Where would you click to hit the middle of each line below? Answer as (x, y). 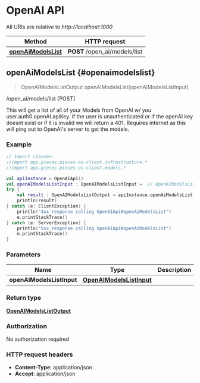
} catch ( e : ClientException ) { (46, 206)
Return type (24, 298)
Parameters (23, 255)
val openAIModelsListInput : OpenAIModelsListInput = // (79, 184)
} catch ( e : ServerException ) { (46, 223)
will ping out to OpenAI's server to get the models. (68, 129)
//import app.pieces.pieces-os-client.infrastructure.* (77, 162)
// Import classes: (30, 157)
